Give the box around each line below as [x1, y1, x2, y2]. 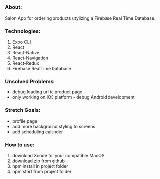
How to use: [5, 141, 35, 148]
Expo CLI [12, 39, 31, 45]
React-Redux [12, 60, 39, 66]
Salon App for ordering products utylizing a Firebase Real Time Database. [5, 15, 156, 21]
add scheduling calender [12, 129, 63, 135]
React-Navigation [12, 55, 49, 61]
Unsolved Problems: [5, 78, 55, 85]
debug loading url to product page [12, 89, 83, 95]
